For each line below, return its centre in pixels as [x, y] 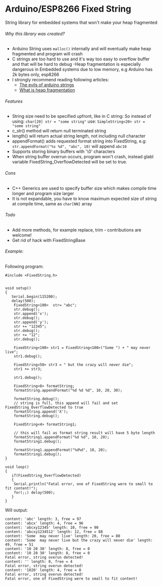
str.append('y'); [31, 322]
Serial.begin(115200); [34, 296]
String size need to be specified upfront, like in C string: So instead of [81, 116]
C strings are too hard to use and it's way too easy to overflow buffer [81, 59]
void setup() [18, 288]
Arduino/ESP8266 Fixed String [68, 9]
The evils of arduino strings [47, 85]
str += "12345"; [30, 326]
